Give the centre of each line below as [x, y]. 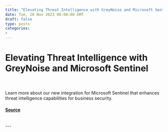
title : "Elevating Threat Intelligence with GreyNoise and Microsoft [79, 10]
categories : [17, 28]
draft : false [19, 19]
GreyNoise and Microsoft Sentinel [77, 68]
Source [13, 109]
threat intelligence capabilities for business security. [59, 98]
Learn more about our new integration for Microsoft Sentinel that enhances [82, 92]
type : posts [17, 24]
